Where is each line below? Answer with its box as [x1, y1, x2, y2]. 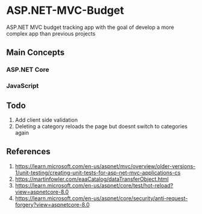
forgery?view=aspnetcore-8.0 [14, 201, 90, 208]
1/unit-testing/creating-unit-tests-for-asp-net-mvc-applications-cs [14, 169, 181, 176]
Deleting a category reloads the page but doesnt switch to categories [14, 122, 188, 130]
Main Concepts [6, 48, 65, 58]
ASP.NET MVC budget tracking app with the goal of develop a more [6, 24, 174, 31]
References [6, 146, 51, 157]
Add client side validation [14, 116, 78, 124]
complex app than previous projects [6, 30, 96, 37]
